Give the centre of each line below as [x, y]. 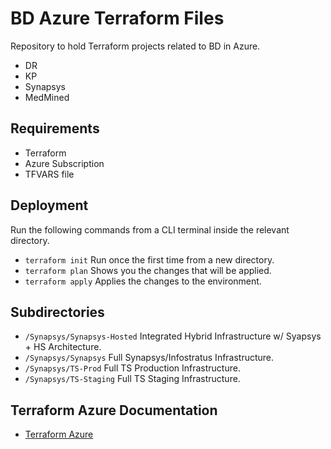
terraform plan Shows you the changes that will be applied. [148, 270]
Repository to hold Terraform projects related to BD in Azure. [135, 46]
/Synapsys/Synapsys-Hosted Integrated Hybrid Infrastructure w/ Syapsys [173, 336]
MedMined [47, 97]
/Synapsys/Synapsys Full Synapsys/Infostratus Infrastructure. [149, 358]
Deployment [49, 205]
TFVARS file [49, 174]
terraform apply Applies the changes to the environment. [143, 281]
